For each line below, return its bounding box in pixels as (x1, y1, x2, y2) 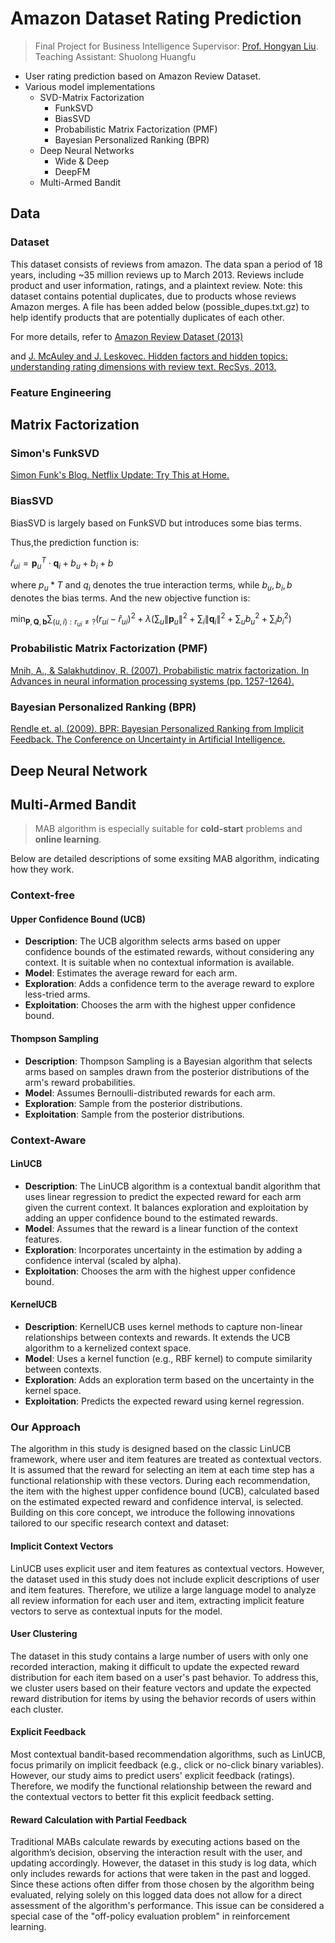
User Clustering (10, 1628, 78, 1640)
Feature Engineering (10, 385, 112, 399)
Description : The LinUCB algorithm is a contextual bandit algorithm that (24, 1180, 321, 1192)
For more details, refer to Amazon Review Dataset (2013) (10, 330, 244, 342)
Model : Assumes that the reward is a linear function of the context (24, 1222, 299, 1234)
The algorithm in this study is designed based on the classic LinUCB (10, 1443, 292, 1455)
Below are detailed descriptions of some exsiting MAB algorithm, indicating (10, 853, 320, 865)
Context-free (10, 888, 75, 902)
